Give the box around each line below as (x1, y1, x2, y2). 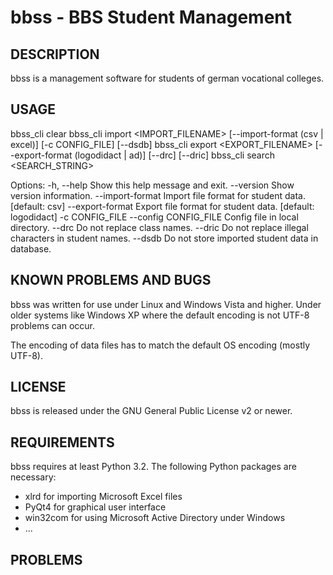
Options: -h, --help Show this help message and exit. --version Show (10, 179, 295, 191)
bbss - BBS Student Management (10, 6, 293, 29)
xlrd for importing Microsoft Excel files (24, 491, 183, 503)
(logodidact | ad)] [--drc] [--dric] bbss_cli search (74, 149, 276, 161)
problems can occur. (10, 319, 96, 331)
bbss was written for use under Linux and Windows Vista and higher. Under (10, 298, 322, 310)
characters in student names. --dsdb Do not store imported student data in (10, 232, 319, 244)
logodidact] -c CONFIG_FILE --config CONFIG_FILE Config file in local (10, 211, 299, 223)
